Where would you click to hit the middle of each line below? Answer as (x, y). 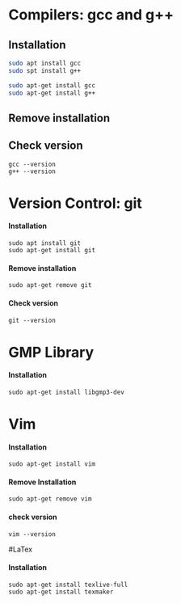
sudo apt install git (45, 243)
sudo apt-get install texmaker (61, 592)
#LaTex (21, 549)
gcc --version (32, 164)
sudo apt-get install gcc (52, 85)
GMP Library (51, 352)
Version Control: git (76, 203)
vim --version (32, 534)
